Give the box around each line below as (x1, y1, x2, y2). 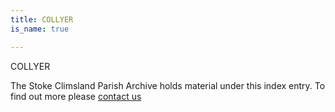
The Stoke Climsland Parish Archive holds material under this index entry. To (10, 79, 326, 91)
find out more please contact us (10, 90, 142, 102)
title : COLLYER (10, 14, 74, 25)
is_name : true (10, 24, 70, 34)
